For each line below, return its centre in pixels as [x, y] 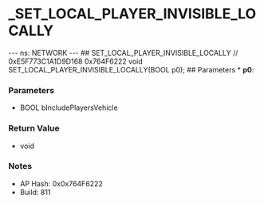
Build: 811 [35, 192]
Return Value [34, 128]
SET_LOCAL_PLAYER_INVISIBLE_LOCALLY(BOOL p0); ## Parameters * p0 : [131, 69]
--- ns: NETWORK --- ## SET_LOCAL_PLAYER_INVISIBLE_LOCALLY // [123, 53]
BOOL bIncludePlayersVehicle [69, 107]
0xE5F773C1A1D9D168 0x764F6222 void [76, 61]
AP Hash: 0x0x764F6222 [61, 183]
